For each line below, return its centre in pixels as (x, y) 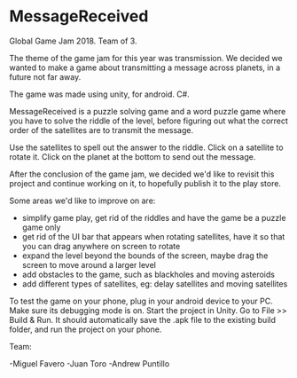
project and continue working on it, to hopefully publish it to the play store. (145, 183)
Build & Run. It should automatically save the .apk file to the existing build (143, 319)
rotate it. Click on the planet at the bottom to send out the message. (133, 156)
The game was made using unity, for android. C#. (100, 94)
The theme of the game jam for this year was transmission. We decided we (146, 58)
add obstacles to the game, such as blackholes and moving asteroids (148, 274)
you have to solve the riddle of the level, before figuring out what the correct (148, 121)
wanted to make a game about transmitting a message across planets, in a (145, 67)
